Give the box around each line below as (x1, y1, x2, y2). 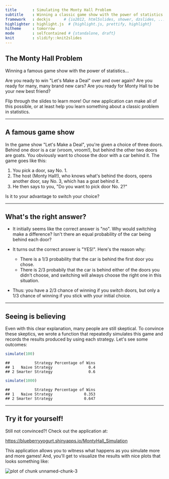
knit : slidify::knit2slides (5, 36, 82, 41)
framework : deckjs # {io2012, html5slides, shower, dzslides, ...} (5, 17, 167, 22)
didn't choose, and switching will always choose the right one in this (20, 272, 162, 278)
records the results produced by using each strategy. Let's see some (5, 336, 148, 342)
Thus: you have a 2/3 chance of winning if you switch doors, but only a (12, 287, 160, 293)
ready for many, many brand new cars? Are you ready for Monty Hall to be (5, 83, 159, 89)
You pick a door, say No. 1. (12, 167, 68, 173)
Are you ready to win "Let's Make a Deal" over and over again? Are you (5, 77, 153, 83)
